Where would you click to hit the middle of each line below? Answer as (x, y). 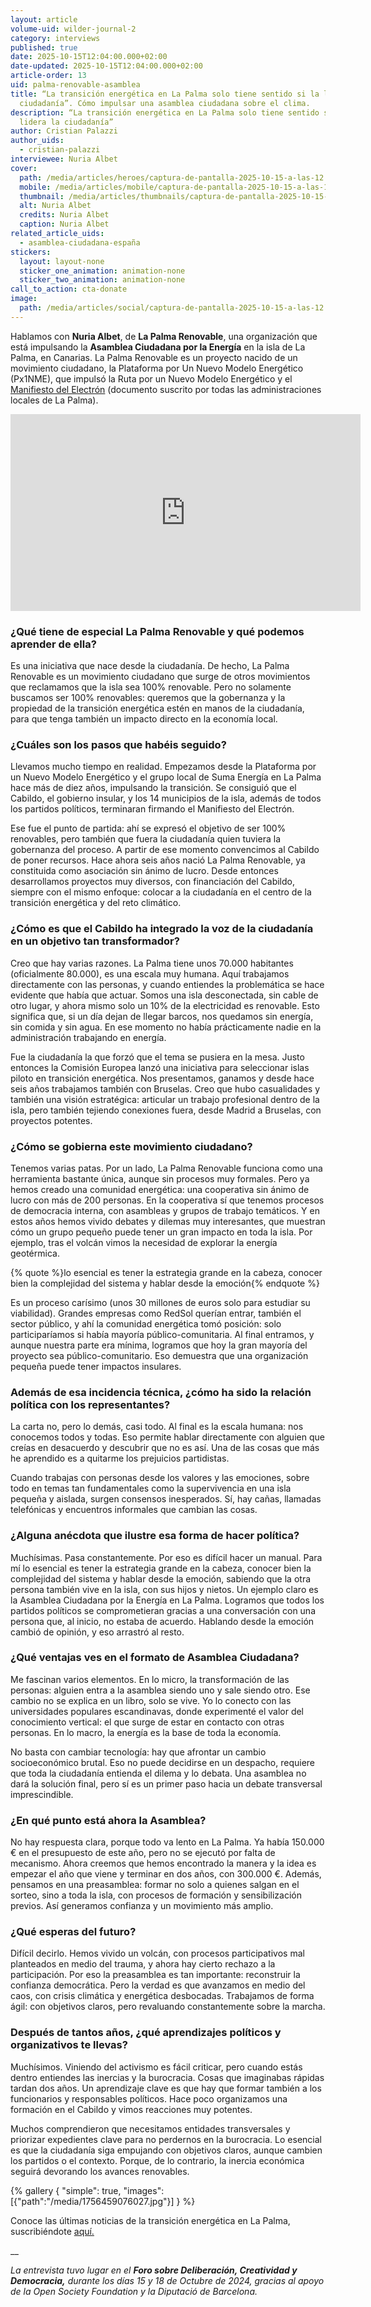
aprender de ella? (53, 644)
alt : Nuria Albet (55, 206)
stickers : (31, 252)
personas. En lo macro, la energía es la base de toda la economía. (146, 1732)
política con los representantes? (90, 1404)
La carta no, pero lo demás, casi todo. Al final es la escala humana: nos (157, 1427)
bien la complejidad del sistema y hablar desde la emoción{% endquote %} (165, 1283)
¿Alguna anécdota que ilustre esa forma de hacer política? (155, 1536)
